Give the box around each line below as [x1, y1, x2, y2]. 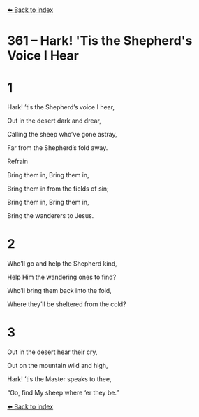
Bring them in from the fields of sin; [7, 184, 110, 193]
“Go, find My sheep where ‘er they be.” [7, 388, 119, 397]
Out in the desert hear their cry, [7, 348, 98, 356]
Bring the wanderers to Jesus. [7, 212, 94, 220]
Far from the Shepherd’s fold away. [7, 144, 108, 152]
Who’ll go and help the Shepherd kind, [7, 259, 117, 268]
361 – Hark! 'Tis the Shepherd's [7, 33, 193, 49]
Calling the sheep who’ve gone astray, [7, 130, 117, 139]
